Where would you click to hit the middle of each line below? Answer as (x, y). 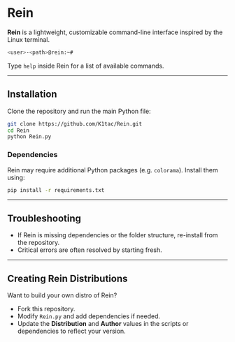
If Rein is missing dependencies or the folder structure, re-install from (117, 235)
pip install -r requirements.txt (56, 190)
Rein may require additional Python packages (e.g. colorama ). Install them (113, 170)
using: (16, 177)
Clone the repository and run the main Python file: (79, 111)
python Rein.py (29, 137)
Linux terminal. (29, 39)
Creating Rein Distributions (67, 278)
